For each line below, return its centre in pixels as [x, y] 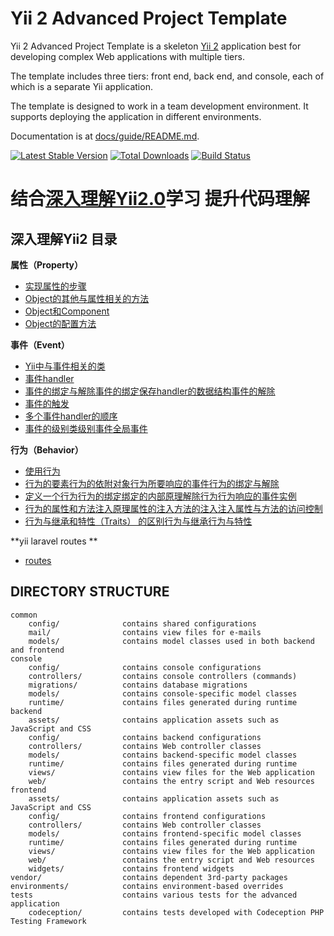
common [24, 615]
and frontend [37, 650]
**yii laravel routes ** [54, 541]
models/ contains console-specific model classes [163, 693]
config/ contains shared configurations [142, 623]
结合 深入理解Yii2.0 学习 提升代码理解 [160, 199]
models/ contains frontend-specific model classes [165, 833]
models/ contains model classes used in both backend [171, 641]
